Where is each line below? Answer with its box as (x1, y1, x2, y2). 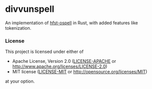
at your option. (5, 78, 35, 85)
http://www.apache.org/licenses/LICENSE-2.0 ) (12, 63, 108, 70)
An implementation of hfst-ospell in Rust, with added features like (5, 20, 138, 26)
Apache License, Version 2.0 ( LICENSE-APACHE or (12, 58, 116, 64)
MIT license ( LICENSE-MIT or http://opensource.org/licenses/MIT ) (12, 69, 148, 75)
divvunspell (5, 3, 54, 15)
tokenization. (5, 25, 32, 31)
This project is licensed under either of (5, 48, 84, 55)
